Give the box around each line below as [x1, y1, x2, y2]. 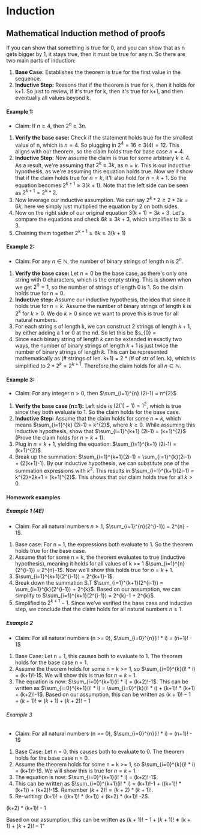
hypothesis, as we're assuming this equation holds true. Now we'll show [14, 168, 193, 175]
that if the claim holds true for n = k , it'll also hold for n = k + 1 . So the [14, 174, 187, 182]
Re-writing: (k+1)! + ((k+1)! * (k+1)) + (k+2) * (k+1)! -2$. [14, 792, 150, 800]
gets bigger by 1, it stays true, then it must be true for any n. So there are [6, 51, 186, 58]
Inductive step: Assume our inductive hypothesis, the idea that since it [14, 296, 191, 303]
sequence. [14, 75, 41, 82]
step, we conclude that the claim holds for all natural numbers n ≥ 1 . [14, 606, 183, 613]
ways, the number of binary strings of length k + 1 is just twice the [14, 342, 178, 349]
